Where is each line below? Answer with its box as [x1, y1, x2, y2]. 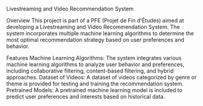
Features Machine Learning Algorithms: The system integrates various [6, 55, 182, 61]
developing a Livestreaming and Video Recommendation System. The [6, 24, 180, 30]
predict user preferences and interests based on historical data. [6, 93, 165, 100]
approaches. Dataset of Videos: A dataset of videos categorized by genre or [6, 74, 197, 81]
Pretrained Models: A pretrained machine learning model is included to [6, 87, 183, 93]
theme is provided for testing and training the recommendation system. [6, 80, 184, 87]
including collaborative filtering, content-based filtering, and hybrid [6, 67, 174, 75]
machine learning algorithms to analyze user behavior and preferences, [6, 61, 185, 68]
